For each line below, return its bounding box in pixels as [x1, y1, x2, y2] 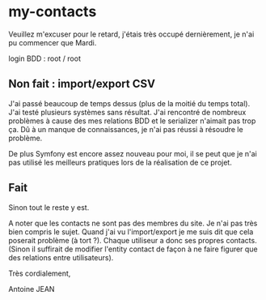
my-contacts [8, 2, 97, 21]
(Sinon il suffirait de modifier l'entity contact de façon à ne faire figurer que [8, 244, 258, 254]
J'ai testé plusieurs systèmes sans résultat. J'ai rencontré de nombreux [8, 107, 247, 117]
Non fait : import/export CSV [8, 77, 156, 91]
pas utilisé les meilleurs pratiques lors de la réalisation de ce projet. [8, 157, 232, 167]
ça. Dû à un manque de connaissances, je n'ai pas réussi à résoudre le [8, 124, 244, 134]
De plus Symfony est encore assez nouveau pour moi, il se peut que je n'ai [8, 148, 257, 158]
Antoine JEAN [8, 284, 55, 294]
